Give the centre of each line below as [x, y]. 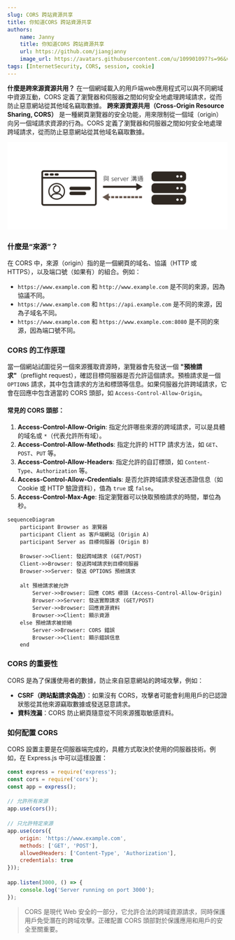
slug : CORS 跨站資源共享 [40, 15]
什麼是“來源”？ [33, 246]
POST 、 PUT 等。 [38, 453]
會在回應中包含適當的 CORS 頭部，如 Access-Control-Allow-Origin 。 [107, 393]
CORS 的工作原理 [36, 350]
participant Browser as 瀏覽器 [64, 527]
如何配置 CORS [33, 732]
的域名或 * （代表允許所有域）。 [61, 436]
